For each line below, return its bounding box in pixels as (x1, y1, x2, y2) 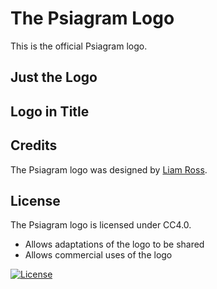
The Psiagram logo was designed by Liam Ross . (10, 163, 208, 176)
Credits (10, 137, 58, 154)
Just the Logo (10, 69, 98, 86)
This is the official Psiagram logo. (10, 40, 148, 52)
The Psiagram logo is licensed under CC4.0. (10, 219, 192, 231)
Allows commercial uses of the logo (24, 249, 173, 261)
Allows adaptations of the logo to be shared (24, 238, 205, 251)
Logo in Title (10, 103, 90, 120)
